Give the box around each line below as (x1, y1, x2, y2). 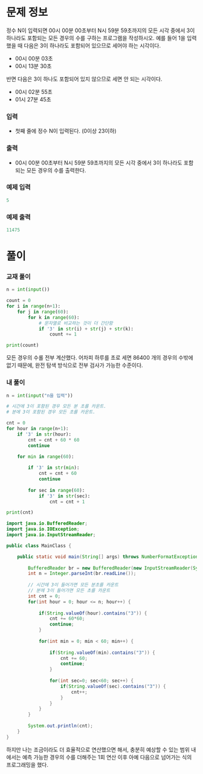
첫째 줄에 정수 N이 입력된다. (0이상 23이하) (14, 127, 117, 135)
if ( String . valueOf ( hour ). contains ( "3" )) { (38, 610, 147, 616)
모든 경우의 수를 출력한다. (26, 166, 86, 173)
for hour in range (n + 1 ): (6, 426, 69, 432)
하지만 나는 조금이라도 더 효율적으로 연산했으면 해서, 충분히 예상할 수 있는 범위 (6, 745, 190, 753)
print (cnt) (6, 510, 34, 516)
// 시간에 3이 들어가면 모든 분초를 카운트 (28, 582, 119, 588)
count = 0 (6, 298, 31, 304)
